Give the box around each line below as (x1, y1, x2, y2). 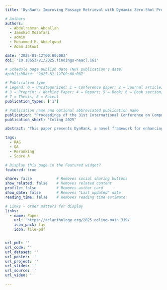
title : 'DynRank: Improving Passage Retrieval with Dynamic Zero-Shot (5, 7, 155, 12)
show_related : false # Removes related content (5, 181, 112, 186)
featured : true (5, 167, 37, 172)
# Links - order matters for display (5, 204, 83, 209)
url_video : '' (5, 273, 35, 278)
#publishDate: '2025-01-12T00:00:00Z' (5, 71, 85, 76)
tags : (5, 135, 16, 140)
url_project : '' (5, 259, 39, 264)
